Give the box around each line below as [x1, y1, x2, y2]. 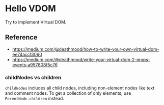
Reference [5, 33, 38, 42]
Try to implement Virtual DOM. [5, 19, 67, 25]
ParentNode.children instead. [5, 96, 65, 102]
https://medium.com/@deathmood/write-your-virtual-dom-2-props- [12, 57, 151, 63]
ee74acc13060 [12, 51, 43, 57]
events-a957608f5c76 [12, 62, 58, 67]
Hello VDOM [5, 3, 56, 14]
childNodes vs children [5, 74, 61, 81]
